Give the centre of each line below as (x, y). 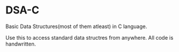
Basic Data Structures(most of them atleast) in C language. (76, 26)
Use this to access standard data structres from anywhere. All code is (89, 37)
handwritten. (21, 44)
